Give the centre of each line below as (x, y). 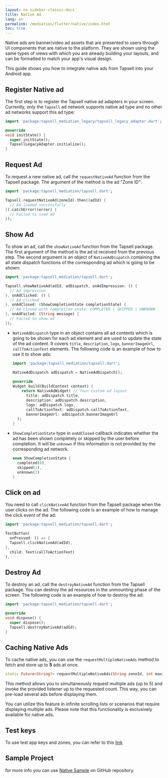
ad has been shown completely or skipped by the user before (75, 438)
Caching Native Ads (37, 647)
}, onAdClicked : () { (28, 295)
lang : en (14, 19)
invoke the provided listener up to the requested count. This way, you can (81, 689)
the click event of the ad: (31, 515)
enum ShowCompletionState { (41, 458)
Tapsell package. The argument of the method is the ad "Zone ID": (74, 182)
